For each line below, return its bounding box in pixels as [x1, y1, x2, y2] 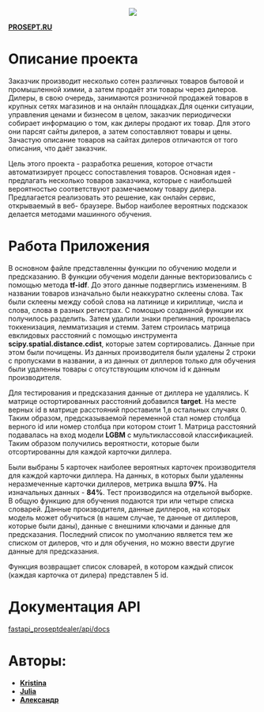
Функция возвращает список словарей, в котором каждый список [8, 562, 234, 571]
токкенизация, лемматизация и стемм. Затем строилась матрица [8, 322, 231, 332]
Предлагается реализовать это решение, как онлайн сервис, [8, 192, 216, 202]
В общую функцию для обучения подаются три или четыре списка [8, 496, 235, 505]
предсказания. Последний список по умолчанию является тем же [8, 529, 233, 539]
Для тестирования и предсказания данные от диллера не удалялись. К [8, 388, 249, 398]
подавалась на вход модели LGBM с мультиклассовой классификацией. [8, 430, 254, 440]
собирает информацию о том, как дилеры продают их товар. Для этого [8, 118, 251, 128]
